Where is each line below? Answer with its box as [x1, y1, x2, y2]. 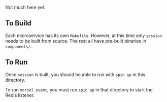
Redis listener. [5, 92, 35, 98]
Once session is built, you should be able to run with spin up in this [5, 71, 146, 78]
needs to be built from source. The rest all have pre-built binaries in [5, 38, 146, 44]
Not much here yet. [5, 5, 46, 10]
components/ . [5, 43, 32, 49]
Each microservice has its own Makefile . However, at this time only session [5, 32, 162, 39]
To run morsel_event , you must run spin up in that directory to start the [5, 86, 153, 93]
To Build [5, 19, 31, 27]
